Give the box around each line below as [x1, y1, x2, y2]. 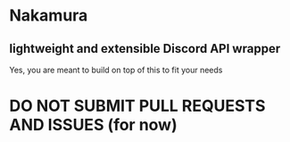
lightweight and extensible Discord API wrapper [9, 41, 281, 56]
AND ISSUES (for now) [9, 115, 178, 135]
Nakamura [9, 5, 88, 26]
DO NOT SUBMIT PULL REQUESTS [9, 96, 266, 116]
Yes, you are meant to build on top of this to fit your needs [9, 64, 223, 75]
